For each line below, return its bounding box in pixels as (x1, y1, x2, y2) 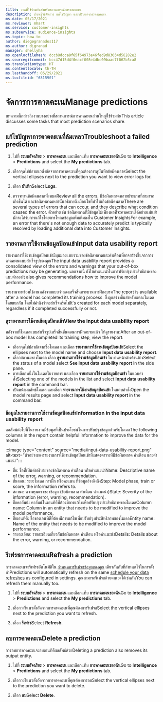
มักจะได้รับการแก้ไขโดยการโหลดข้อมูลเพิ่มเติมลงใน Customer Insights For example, (12, 215, 157, 220)
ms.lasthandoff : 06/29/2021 (5, 71, 63, 76)
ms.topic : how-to (5, 35, 41, 40)
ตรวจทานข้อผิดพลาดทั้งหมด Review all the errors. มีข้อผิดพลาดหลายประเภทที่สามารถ (12, 193, 155, 198)
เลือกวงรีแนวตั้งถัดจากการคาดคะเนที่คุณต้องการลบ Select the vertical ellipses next (12, 677, 155, 683)
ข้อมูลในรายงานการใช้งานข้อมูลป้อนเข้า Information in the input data (5, 409, 145, 416)
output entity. (5, 653, 33, 658)
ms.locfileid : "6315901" (5, 75, 56, 80)
